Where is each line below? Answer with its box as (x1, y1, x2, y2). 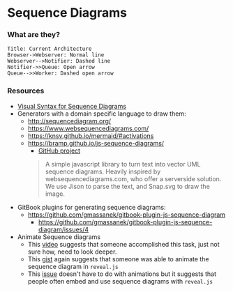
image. (45, 190, 65, 198)
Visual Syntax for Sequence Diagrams (17, 102, 127, 110)
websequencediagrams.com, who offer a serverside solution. (45, 174, 222, 183)
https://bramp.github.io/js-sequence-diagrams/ (27, 139, 165, 147)
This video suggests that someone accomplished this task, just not (27, 240, 220, 248)
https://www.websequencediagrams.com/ (27, 124, 149, 132)
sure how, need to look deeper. (27, 247, 117, 256)
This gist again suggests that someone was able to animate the (27, 254, 209, 263)
